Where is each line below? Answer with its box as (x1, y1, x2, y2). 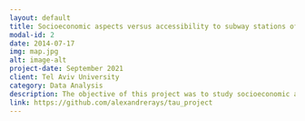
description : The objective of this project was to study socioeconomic (9, 89, 290, 98)
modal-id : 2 (9, 30, 54, 39)
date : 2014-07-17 (9, 38, 75, 48)
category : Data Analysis (9, 81, 103, 90)
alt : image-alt (9, 55, 67, 65)
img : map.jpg (9, 47, 59, 56)
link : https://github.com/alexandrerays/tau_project (9, 97, 213, 107)
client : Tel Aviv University (9, 73, 120, 82)
